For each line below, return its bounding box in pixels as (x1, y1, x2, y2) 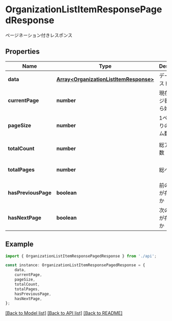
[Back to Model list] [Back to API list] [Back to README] (5, 310, 123, 316)
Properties (5, 47, 40, 56)
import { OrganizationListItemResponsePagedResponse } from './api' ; (5, 253, 157, 258)
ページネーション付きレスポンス (5, 32, 73, 38)
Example (5, 240, 34, 249)
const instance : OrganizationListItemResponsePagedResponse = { (5, 263, 145, 268)
